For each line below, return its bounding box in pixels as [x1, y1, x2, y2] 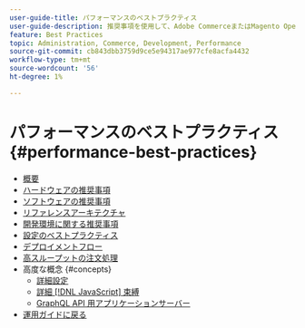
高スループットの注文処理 [22, 252, 118, 263]
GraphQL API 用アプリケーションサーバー [35, 297, 191, 308]
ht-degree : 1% [9, 72, 64, 82]
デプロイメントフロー [22, 241, 103, 252]
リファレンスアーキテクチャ [22, 207, 126, 217]
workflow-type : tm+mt [9, 55, 92, 64]
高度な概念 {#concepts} [22, 264, 112, 275]
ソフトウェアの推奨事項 [22, 196, 111, 207]
